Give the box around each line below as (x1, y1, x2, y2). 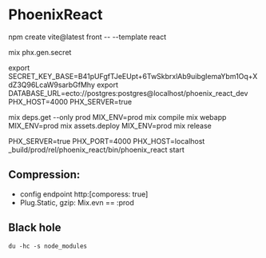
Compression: (8, 168, 81, 181)
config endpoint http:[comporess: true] (19, 189, 149, 199)
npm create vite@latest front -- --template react (8, 32, 167, 42)
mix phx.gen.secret (8, 47, 72, 57)
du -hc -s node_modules (8, 242, 88, 250)
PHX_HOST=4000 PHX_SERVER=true (8, 97, 133, 106)
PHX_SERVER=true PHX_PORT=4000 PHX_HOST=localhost (8, 136, 205, 145)
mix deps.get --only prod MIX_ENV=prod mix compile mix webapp (8, 112, 227, 121)
